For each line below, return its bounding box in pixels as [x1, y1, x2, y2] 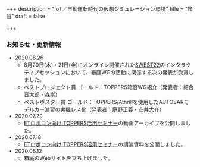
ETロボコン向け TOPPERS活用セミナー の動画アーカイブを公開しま [23, 119, 186, 127]
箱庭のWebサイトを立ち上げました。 [23, 155, 114, 162]
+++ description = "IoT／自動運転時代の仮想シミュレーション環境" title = [6, 5, 184, 12]
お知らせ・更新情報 [6, 40, 61, 49]
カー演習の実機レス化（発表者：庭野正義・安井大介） [34, 106, 165, 113]
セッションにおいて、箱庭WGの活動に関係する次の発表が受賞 [39, 69, 189, 76]
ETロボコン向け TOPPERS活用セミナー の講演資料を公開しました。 [23, 141, 186, 148]
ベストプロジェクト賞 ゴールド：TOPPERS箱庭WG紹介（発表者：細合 [23, 84, 194, 91]
